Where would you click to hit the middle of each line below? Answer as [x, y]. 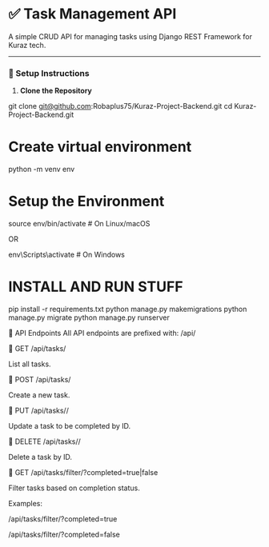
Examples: [25, 504]
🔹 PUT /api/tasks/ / [39, 411]
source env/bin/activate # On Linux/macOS [79, 224]
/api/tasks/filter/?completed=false [64, 535]
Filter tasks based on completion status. [74, 488]
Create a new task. [39, 395]
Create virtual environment [100, 147]
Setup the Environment [86, 202]
